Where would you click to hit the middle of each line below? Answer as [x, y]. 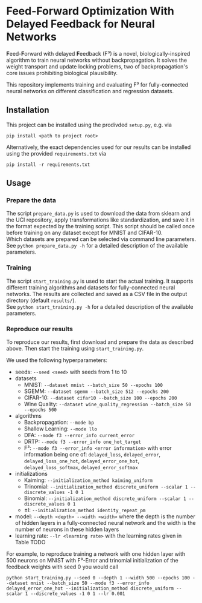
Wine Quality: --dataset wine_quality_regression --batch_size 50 [108, 404]
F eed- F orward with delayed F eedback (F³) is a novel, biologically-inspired [98, 53]
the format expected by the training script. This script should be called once [101, 226]
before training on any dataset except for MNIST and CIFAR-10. [84, 233]
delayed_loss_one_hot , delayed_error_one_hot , [82, 461]
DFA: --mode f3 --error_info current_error [79, 435]
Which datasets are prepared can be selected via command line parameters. [101, 239]
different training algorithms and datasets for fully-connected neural [91, 287]
